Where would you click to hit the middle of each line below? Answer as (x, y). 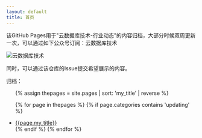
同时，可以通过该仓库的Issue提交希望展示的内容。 (68, 68)
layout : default (27, 12)
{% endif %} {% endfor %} (48, 129)
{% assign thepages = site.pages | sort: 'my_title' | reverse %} (92, 93)
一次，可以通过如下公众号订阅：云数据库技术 (62, 43)
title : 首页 (20, 17)
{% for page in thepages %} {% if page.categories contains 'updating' (102, 104)
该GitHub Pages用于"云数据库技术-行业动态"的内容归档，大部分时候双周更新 (101, 35)
